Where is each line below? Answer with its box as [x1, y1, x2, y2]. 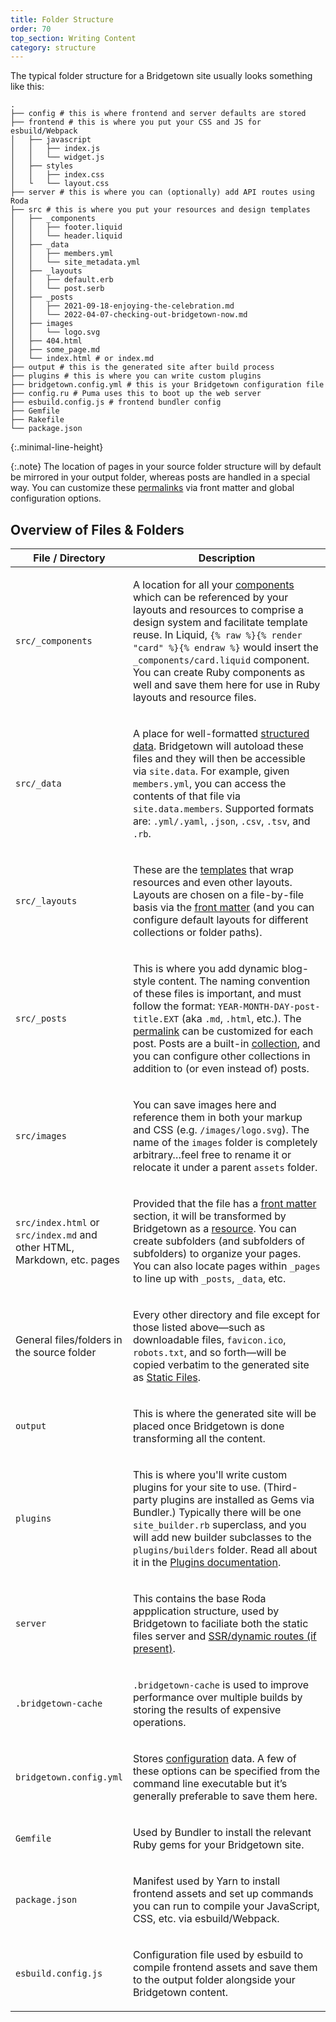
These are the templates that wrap [132, 863, 295, 877]
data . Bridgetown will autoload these [132, 739, 304, 753]
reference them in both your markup [132, 1111, 303, 1125]
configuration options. [10, 492, 102, 505]
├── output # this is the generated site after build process [10, 362, 275, 373]
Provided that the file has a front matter [132, 1197, 317, 1211]
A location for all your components [132, 578, 295, 592]
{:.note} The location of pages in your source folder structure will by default [10, 461, 322, 473]
